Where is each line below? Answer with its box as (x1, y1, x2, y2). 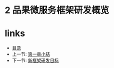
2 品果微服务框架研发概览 (5, 4, 109, 16)
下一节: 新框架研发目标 (12, 57, 59, 63)
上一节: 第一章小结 (12, 51, 50, 57)
